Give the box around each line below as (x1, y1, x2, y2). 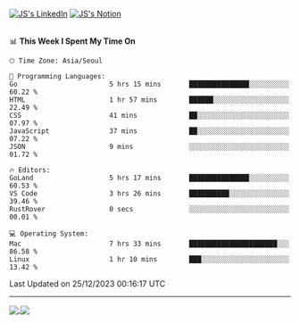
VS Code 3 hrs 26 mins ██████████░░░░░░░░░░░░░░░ (9, 189, 290, 198)
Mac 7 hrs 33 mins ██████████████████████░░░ (9, 239, 290, 248)
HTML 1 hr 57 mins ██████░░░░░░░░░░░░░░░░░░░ (9, 96, 290, 104)
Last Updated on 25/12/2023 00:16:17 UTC (9, 278, 166, 289)
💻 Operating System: (9, 229, 89, 238)
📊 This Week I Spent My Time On (9, 36, 136, 46)
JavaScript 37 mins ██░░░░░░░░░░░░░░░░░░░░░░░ (9, 127, 290, 136)
